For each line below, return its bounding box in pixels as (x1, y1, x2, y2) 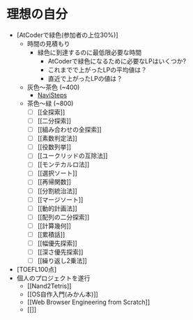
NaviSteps (37, 91, 68, 99)
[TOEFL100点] (16, 266, 57, 274)
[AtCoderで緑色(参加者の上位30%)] (16, 31, 119, 39)
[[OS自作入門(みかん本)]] (26, 290, 98, 298)
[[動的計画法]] (37, 204, 77, 213)
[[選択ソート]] (37, 169, 77, 178)
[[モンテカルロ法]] (37, 160, 90, 169)
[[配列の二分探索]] (37, 213, 90, 221)
